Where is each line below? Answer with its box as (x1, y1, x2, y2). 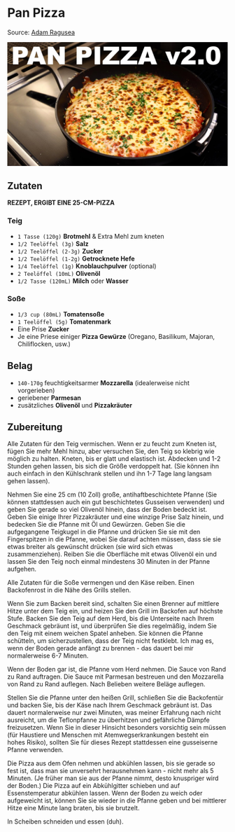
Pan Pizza (7, 5, 66, 21)
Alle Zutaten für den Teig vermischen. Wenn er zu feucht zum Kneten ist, (7, 440, 217, 448)
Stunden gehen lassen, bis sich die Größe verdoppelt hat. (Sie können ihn (7, 462, 219, 471)
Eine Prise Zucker (17, 324, 70, 333)
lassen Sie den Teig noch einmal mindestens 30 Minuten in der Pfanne (7, 557, 211, 566)
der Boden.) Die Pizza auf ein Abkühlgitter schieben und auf (7, 782, 180, 790)
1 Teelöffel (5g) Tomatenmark (17, 317, 112, 326)
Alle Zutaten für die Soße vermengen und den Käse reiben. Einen (7, 578, 194, 587)
